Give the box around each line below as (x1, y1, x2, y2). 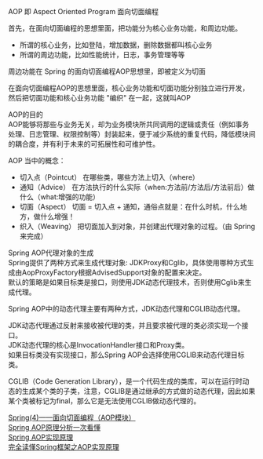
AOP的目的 (8, 110, 43, 119)
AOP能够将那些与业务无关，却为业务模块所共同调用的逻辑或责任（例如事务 (8, 120, 250, 129)
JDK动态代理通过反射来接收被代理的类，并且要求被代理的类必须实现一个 (8, 321, 242, 330)
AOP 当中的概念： (8, 156, 66, 165)
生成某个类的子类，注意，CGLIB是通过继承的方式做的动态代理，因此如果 (21, 387, 256, 395)
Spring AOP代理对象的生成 (8, 248, 94, 257)
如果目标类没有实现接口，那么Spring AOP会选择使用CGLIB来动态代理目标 (8, 350, 245, 359)
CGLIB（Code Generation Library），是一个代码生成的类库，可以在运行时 (8, 377, 243, 386)
